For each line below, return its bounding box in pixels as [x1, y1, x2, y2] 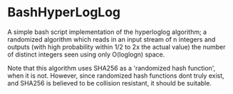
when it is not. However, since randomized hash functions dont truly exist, [7, 71, 224, 80]
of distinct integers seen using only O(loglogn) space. [7, 50, 165, 59]
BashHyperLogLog [7, 4, 121, 20]
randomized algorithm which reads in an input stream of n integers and [7, 35, 216, 43]
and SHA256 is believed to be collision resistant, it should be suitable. [7, 78, 212, 87]
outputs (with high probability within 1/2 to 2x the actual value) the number [7, 42, 226, 51]
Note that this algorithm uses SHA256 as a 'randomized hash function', [7, 64, 216, 72]
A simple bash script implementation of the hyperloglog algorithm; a [7, 28, 207, 36]
